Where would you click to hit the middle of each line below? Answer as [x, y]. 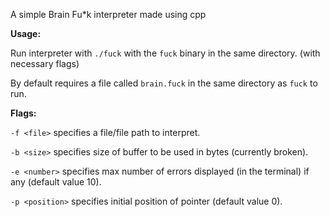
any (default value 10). [56, 182]
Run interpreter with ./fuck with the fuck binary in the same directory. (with [165, 53]
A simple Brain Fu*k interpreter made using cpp [108, 14]
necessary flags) [45, 63]
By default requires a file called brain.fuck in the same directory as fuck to [164, 83]
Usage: [26, 33]
